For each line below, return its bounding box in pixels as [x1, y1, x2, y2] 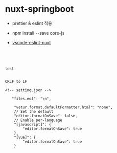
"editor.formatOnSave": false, [14, 113, 78, 118]
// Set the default [14, 109, 54, 114]
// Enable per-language [14, 118, 63, 123]
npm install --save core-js [12, 30, 65, 36]
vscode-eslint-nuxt [12, 39, 51, 45]
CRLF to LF [5, 79, 27, 84]
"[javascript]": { [14, 122, 51, 127]
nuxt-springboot [5, 3, 74, 15]
